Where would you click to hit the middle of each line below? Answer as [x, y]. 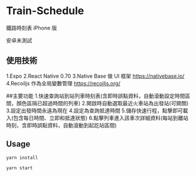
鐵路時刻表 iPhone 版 [32, 28]
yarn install [22, 158]
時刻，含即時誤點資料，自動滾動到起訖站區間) [61, 125]
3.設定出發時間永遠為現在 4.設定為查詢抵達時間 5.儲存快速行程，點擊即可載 [97, 111]
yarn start [19, 168]
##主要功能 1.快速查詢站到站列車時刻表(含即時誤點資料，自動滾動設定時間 [96, 96]
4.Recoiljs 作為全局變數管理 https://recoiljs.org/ [63, 83]
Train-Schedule [45, 11]
